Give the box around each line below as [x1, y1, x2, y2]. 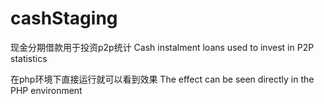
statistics [10, 52, 48, 64]
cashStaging [10, 7, 118, 30]
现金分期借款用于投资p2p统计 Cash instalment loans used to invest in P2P [10, 41, 315, 53]
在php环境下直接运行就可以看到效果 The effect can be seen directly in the [10, 73, 315, 85]
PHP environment [10, 84, 83, 96]
